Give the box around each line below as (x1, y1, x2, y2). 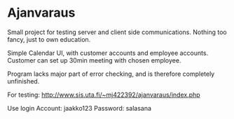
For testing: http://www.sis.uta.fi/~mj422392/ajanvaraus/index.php (7, 90, 201, 99)
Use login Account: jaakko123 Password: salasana (7, 104, 152, 112)
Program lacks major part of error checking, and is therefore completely (7, 70, 215, 78)
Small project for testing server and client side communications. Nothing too (7, 28, 227, 36)
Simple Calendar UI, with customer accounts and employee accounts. (7, 49, 209, 57)
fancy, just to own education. (7, 35, 91, 43)
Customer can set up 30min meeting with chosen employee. (7, 56, 181, 64)
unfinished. (7, 77, 40, 85)
